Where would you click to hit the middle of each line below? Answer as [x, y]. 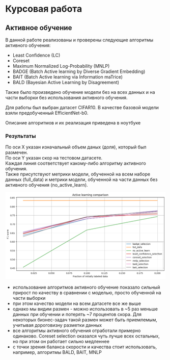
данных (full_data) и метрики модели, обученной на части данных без [81, 179]
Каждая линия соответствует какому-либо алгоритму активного [76, 163]
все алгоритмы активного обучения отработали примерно [77, 331]
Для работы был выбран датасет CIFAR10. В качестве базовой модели [82, 107]
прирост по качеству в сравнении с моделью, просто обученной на [87, 293]
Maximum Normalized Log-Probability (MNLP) [61, 66]
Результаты [21, 136]
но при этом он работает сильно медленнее [61, 342]
